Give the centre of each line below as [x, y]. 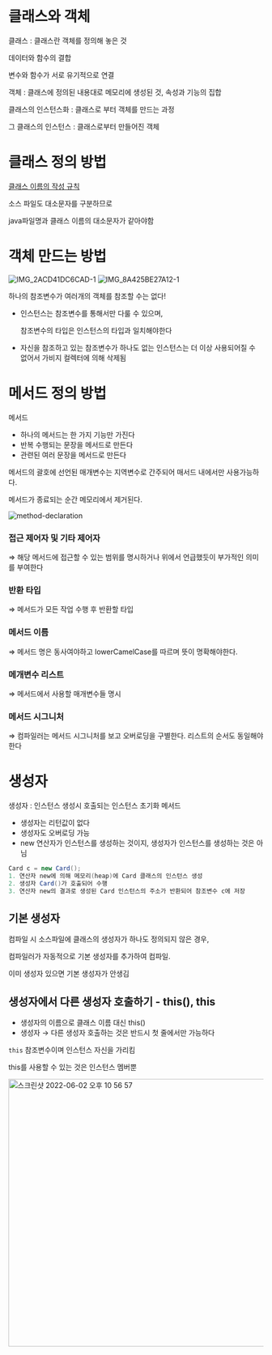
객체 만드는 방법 [57, 257]
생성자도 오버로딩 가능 [55, 833]
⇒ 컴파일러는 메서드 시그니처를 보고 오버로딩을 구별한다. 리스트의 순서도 [122, 736]
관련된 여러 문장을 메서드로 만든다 [73, 455]
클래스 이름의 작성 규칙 [44, 186]
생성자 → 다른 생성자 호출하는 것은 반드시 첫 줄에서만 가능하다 [117, 1033]
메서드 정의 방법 [57, 393]
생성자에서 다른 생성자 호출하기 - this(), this [112, 1002]
